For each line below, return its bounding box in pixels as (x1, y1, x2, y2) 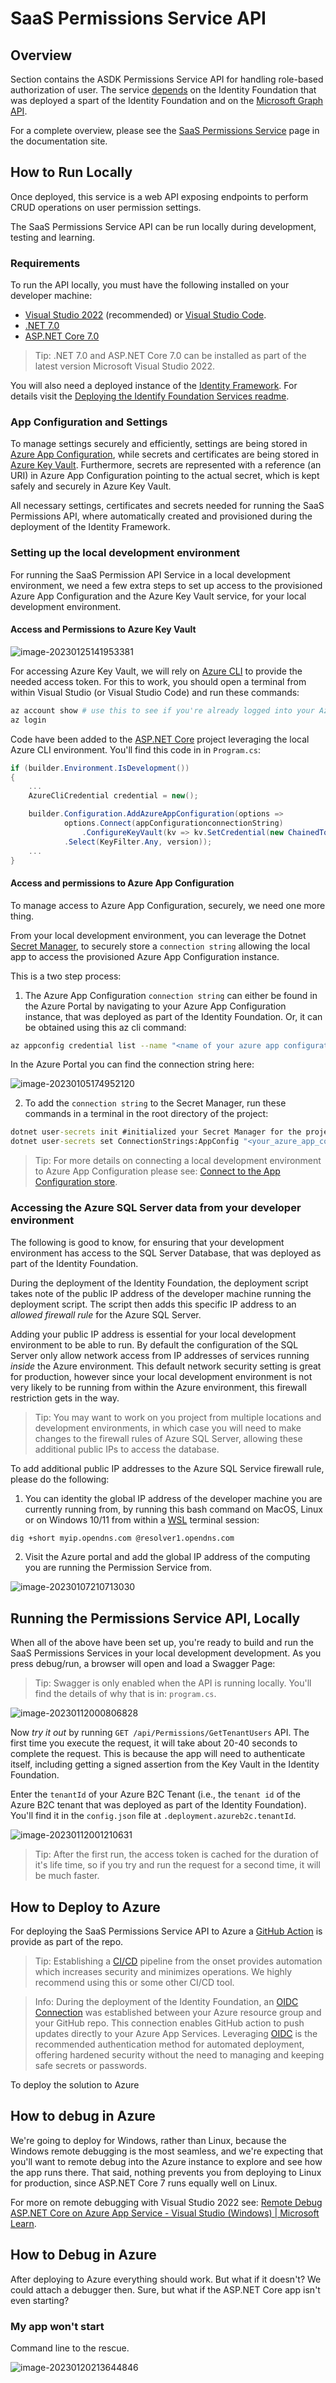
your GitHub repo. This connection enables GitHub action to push (34, 2017, 305, 2029)
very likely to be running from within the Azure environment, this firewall (10, 1381, 307, 1393)
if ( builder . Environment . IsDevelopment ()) (10, 763, 190, 773)
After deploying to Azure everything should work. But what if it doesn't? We (10, 2273, 322, 2285)
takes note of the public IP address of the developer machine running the (10, 1287, 312, 1299)
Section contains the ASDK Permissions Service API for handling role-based (10, 73, 324, 85)
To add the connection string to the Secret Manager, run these (24, 1097, 287, 1109)
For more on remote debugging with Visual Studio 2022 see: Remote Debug (10, 2196, 323, 2208)
